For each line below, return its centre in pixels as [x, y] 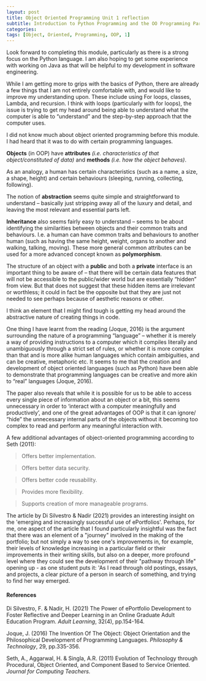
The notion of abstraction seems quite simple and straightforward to [93, 197]
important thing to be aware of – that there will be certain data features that [101, 273]
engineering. [22, 72]
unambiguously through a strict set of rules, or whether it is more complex [100, 349]
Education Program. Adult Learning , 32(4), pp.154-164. [76, 621]
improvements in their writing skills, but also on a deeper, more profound [98, 555]
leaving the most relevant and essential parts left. [68, 210]
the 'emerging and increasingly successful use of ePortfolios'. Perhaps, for [101, 522]
